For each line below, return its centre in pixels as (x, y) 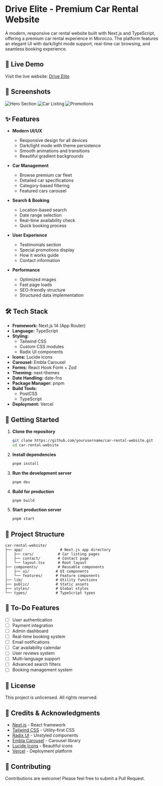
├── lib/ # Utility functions (51, 580)
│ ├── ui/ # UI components (47, 572)
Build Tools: (25, 389)
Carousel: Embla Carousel (39, 362)
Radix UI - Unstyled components (45, 735)
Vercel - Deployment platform (42, 751)
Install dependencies (34, 455)
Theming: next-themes (36, 373)
